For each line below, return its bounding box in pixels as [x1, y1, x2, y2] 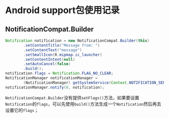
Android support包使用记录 [5, 5, 120, 16]
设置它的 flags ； [5, 107, 39, 113]
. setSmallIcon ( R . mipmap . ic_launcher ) [23, 52, 102, 57]
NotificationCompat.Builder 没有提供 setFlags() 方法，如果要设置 [5, 94, 139, 100]
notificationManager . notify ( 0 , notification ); [5, 85, 105, 90]
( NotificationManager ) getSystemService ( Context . [23, 80, 129, 85]
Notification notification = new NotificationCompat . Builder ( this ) [5, 38, 150, 43]
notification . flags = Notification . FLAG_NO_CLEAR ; [5, 71, 114, 76]
